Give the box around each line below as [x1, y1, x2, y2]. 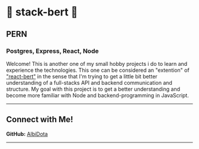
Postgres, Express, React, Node [6, 47, 99, 55]
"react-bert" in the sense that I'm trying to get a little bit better [6, 72, 158, 80]
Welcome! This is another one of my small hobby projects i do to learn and [6, 60, 188, 67]
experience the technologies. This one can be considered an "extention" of [6, 66, 190, 74]
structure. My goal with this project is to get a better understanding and [6, 85, 181, 93]
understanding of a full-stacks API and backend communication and [6, 79, 173, 86]
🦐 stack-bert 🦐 [6, 5, 78, 19]
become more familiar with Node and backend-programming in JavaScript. [6, 91, 190, 99]
